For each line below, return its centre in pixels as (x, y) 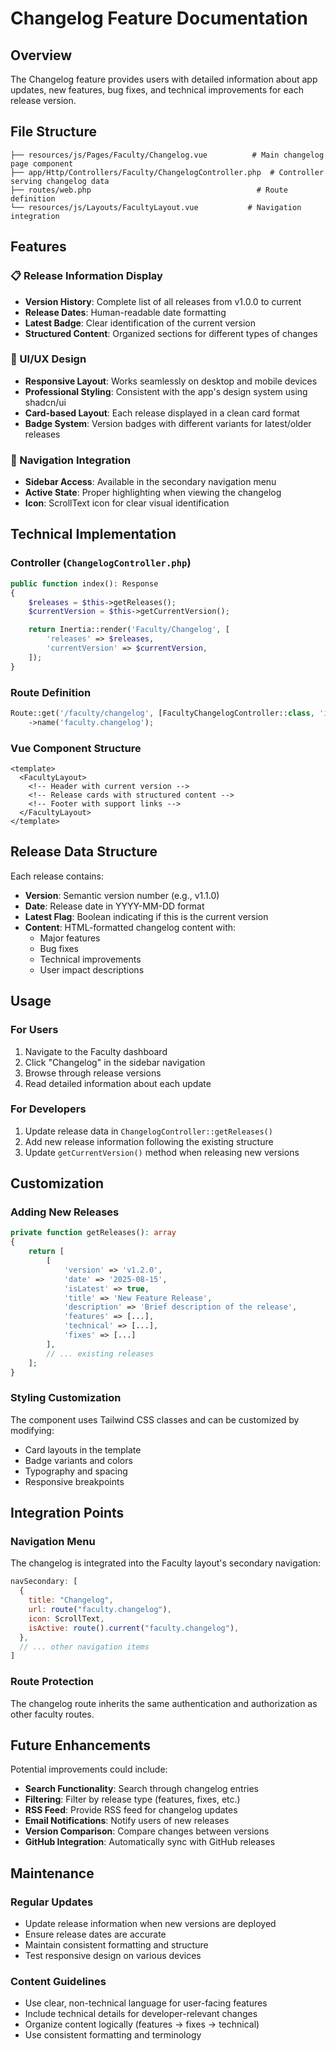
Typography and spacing (76, 1471)
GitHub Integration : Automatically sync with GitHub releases (150, 1842)
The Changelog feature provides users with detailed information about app (164, 79)
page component (42, 163)
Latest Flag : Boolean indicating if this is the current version (146, 916)
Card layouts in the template (83, 1449)
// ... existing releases (100, 1353)
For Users (34, 1030)
